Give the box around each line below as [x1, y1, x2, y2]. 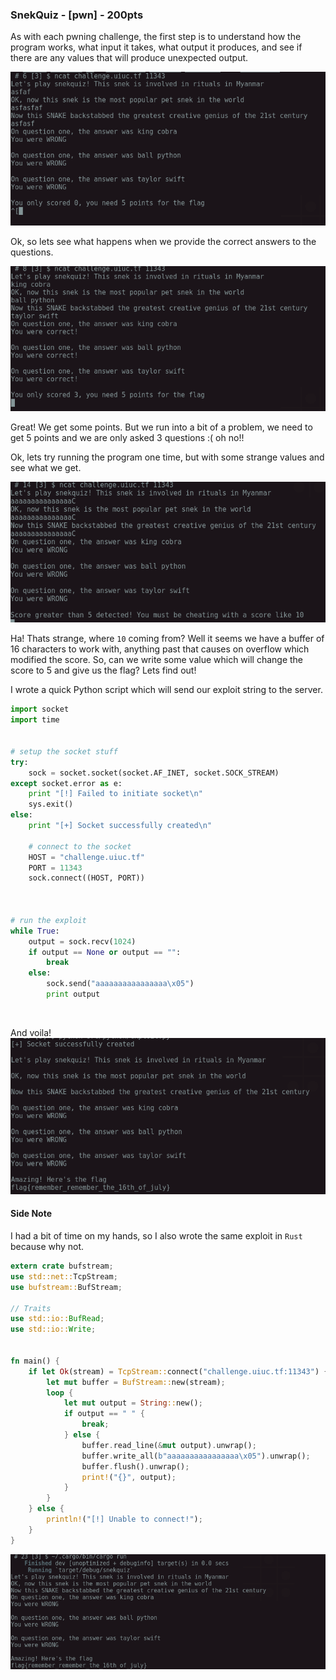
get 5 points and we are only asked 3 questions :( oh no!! [10, 432, 245, 444]
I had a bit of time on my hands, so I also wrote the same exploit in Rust [10, 1230, 303, 1242]
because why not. [10, 1241, 85, 1253]
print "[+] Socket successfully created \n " [28, 821, 213, 831]
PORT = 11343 [28, 863, 83, 873]
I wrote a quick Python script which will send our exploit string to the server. [10, 684, 323, 696]
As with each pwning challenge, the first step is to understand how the [10, 31, 302, 43]
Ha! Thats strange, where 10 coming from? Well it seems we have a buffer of [10, 633, 325, 645]
